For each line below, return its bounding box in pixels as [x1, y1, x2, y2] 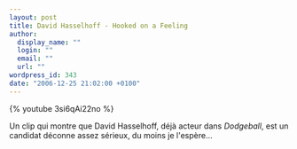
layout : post [9, 12, 58, 22]
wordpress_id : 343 [9, 71, 77, 80]
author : [9, 29, 38, 38]
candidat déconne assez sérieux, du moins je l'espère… [9, 129, 213, 140]
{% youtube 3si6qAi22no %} [9, 103, 114, 114]
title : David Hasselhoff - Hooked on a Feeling [9, 21, 189, 30]
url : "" [17, 63, 46, 72]
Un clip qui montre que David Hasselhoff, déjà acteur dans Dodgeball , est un [9, 121, 289, 131]
